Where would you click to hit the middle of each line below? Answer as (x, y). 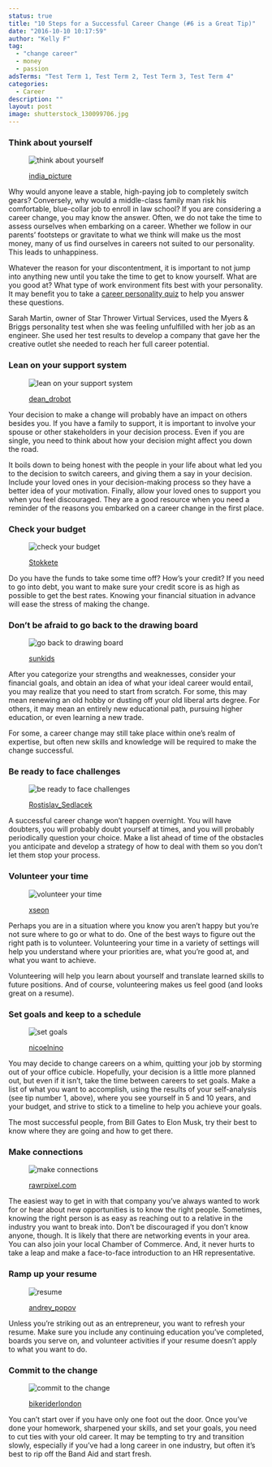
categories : (28, 84)
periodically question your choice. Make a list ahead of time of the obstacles (136, 838)
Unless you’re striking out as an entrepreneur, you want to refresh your (127, 1323)
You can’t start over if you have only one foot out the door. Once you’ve (128, 1419)
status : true (30, 16)
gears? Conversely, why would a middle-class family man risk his (118, 201)
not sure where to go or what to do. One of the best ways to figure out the (132, 934)
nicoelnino (46, 1048)
